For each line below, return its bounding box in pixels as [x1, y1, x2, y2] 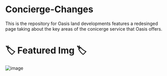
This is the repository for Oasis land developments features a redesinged [5, 20, 158, 27]
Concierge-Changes [5, 4, 94, 15]
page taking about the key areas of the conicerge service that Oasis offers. [5, 26, 163, 32]
